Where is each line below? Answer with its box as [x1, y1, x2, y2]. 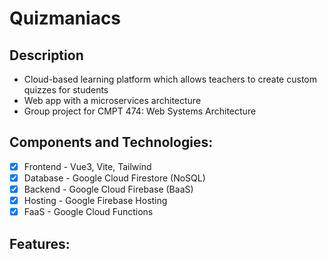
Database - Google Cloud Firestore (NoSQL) [23, 172, 206, 184]
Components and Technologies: [9, 134, 214, 151]
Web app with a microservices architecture [23, 95, 202, 106]
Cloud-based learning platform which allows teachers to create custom [23, 73, 317, 85]
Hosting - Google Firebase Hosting [23, 195, 168, 206]
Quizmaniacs [9, 7, 122, 30]
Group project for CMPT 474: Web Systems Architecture [23, 105, 257, 117]
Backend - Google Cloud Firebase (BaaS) [23, 183, 194, 195]
